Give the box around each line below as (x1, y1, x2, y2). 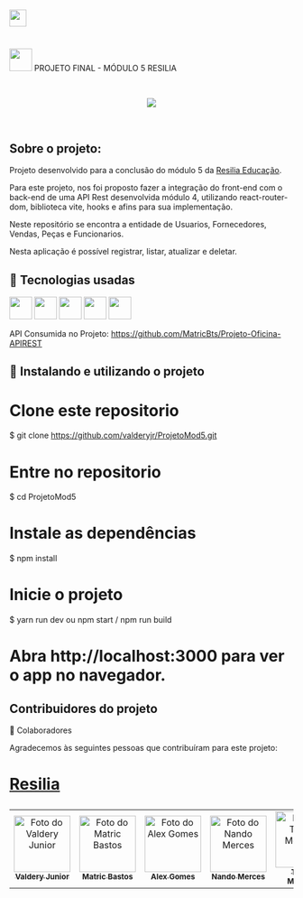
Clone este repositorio (9, 400, 179, 421)
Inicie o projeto (9, 585, 124, 605)
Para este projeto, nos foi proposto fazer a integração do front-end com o (9, 182, 283, 193)
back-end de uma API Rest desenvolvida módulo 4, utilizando (9, 192, 238, 203)
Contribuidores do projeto (9, 700, 158, 717)
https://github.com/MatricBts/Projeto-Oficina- (111, 329, 281, 338)
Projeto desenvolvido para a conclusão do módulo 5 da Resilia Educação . (9, 165, 282, 176)
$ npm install (9, 553, 58, 564)
